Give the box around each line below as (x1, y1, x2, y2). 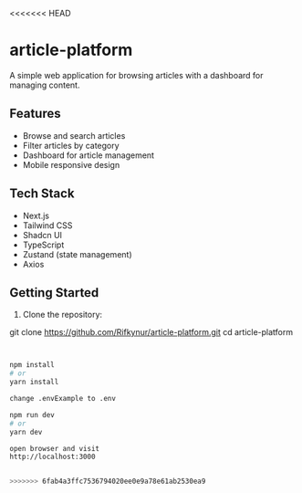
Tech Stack (9, 186, 75, 202)
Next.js (22, 210, 50, 221)
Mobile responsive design (22, 159, 120, 170)
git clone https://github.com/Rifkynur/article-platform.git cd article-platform (9, 327, 294, 338)
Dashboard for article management (22, 150, 155, 161)
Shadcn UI (22, 229, 62, 240)
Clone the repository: (22, 309, 103, 320)
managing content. (9, 79, 80, 90)
